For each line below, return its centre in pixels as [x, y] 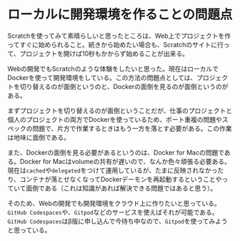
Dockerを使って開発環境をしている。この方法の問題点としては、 [102, 77]
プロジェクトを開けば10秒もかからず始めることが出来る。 [104, 53]
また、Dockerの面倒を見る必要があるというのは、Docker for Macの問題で [116, 152]
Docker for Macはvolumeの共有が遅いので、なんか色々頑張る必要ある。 [125, 161]
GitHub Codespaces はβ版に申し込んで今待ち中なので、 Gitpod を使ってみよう [118, 221]
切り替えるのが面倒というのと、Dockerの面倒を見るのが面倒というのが [124, 86]
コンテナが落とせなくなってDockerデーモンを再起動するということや [121, 179]
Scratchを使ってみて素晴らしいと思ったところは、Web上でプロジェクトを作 [119, 36]
